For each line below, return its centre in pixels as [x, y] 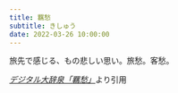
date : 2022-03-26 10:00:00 [59, 34]
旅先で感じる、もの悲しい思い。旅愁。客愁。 [92, 61]
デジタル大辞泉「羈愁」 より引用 [68, 80]
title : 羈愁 [30, 17]
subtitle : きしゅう [43, 26]
